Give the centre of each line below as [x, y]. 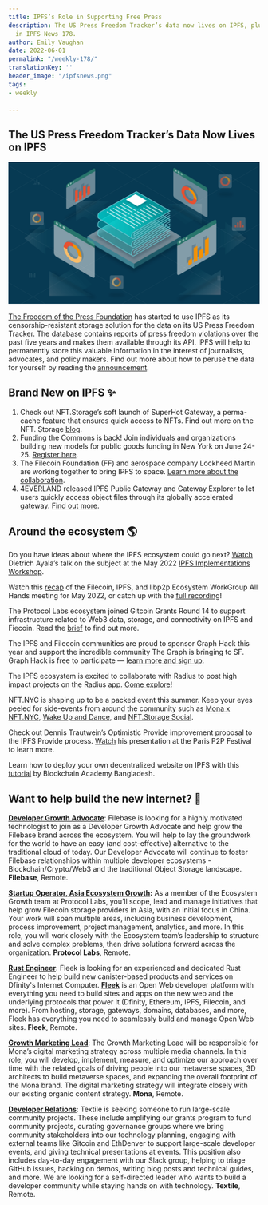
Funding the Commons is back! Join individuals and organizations [128, 437]
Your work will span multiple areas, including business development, [121, 919]
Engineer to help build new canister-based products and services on [121, 976]
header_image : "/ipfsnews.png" [60, 76]
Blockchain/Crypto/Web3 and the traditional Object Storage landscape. [125, 869]
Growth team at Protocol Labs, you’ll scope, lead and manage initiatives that [133, 902]
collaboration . [42, 480]
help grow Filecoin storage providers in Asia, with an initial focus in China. [130, 910]
